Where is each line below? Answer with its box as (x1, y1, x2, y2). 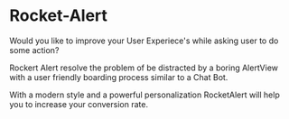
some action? (9, 44, 60, 55)
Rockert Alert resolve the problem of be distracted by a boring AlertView (9, 62, 278, 73)
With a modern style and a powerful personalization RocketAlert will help (9, 89, 280, 100)
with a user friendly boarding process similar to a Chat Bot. (9, 71, 228, 82)
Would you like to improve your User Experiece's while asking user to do (9, 35, 279, 46)
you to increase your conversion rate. (9, 98, 149, 109)
